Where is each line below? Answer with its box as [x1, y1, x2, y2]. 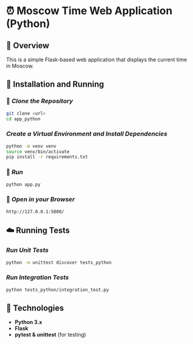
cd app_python [6, 116, 41, 122]
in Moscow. [6, 62, 34, 69]
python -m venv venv [6, 143, 57, 149]
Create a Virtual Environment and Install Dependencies [6, 130, 168, 138]
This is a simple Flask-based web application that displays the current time [6, 56, 187, 63]
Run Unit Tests [6, 246, 49, 254]
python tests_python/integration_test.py [6, 287, 109, 293]
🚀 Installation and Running [6, 80, 104, 90]
